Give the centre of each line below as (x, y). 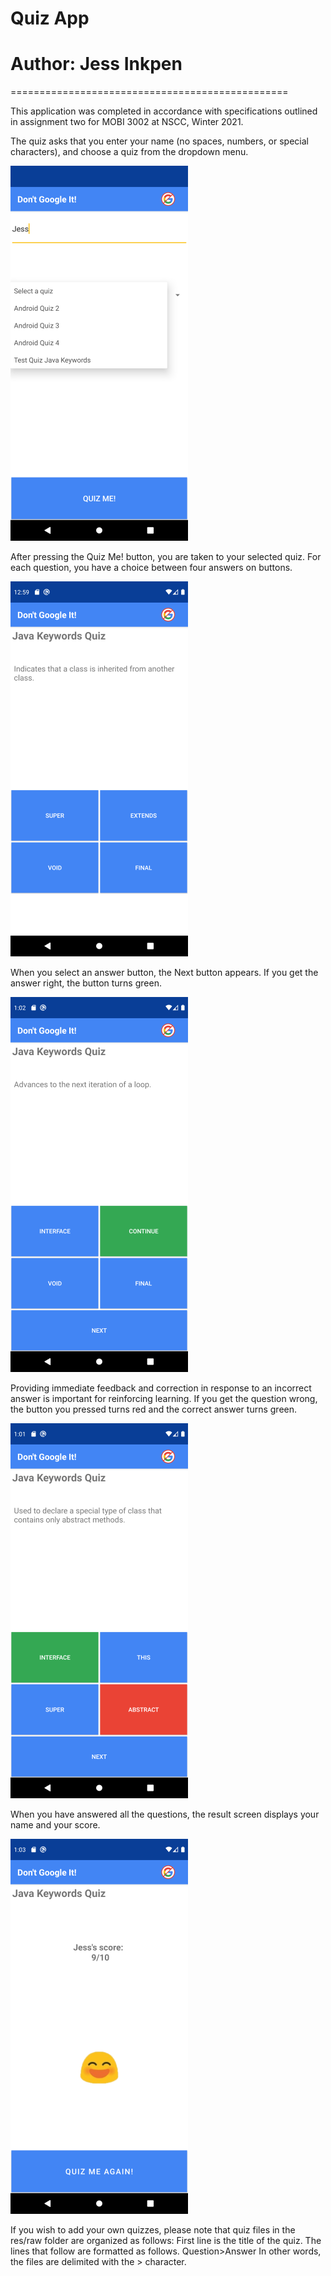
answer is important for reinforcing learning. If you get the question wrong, (164, 1399)
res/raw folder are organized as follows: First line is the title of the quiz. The (166, 2241)
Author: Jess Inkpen (96, 64)
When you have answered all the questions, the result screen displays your (165, 1814)
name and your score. (55, 1825)
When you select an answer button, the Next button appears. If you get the (164, 973)
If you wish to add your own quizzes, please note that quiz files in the (153, 2230)
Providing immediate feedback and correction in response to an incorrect (161, 1388)
